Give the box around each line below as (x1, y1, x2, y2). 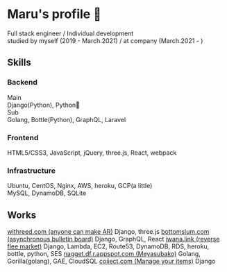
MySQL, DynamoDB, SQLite (7, 189, 87, 197)
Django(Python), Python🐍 (7, 101, 81, 109)
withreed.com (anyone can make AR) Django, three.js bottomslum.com (7, 228, 210, 236)
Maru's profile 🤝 (7, 6, 102, 22)
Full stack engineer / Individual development (7, 29, 134, 37)
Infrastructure (7, 166, 56, 176)
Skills (7, 57, 31, 69)
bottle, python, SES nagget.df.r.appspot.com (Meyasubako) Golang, (7, 250, 201, 258)
